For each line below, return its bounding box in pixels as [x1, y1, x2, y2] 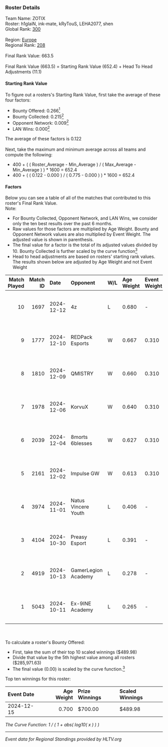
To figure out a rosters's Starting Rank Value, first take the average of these [5, 91, 161, 98]
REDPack [70, 333, 92, 340]
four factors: [5, 97, 31, 103]
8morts [70, 433, 88, 440]
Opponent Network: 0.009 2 [12, 119, 69, 126]
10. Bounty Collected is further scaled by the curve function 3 [12, 247, 137, 254]
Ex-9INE [70, 600, 91, 607]
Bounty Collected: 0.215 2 [12, 113, 64, 120]
